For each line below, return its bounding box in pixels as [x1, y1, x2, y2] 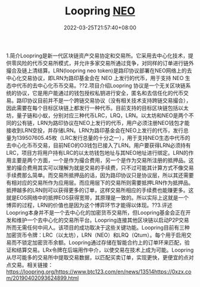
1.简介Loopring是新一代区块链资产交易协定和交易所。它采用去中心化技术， [6, 52, 189, 59]
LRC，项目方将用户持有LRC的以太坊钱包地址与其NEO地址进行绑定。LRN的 [6, 149, 189, 156]
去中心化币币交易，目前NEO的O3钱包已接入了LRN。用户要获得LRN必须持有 [6, 142, 191, 149]
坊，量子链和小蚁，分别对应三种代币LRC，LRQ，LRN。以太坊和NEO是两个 [6, 112, 189, 119]
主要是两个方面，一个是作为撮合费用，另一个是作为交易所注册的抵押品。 [11, 157, 189, 164]
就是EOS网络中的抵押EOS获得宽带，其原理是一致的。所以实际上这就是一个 [6, 194, 189, 201]
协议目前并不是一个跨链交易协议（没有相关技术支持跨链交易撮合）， [26, 97, 192, 104]
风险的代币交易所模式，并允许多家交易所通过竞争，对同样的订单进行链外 [16, 59, 194, 66]
